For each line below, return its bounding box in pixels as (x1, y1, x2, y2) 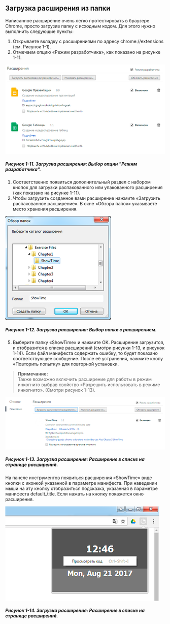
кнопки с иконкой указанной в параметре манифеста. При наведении (5, 480, 157, 486)
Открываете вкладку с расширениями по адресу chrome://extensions (12, 38, 164, 44)
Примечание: (17, 371, 48, 377)
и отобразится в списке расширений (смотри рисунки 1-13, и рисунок (12, 345, 165, 351)
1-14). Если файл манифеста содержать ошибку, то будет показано (12, 350, 158, 356)
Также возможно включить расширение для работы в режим (17, 376, 152, 383)
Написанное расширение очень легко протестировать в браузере (5, 17, 150, 23)
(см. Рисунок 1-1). (12, 43, 51, 50)
